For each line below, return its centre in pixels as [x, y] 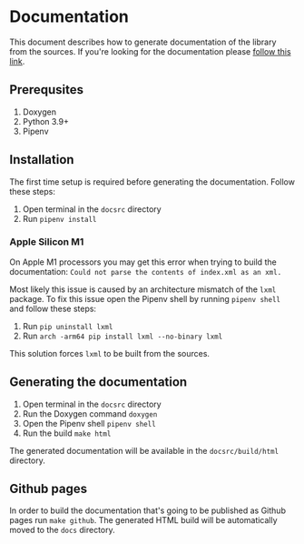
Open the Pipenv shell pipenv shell [89, 423]
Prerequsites [47, 90]
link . [17, 61]
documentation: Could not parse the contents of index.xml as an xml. [146, 271]
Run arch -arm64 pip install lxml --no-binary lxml [123, 336]
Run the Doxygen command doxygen [90, 413]
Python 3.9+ [46, 121]
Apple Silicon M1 [47, 242]
